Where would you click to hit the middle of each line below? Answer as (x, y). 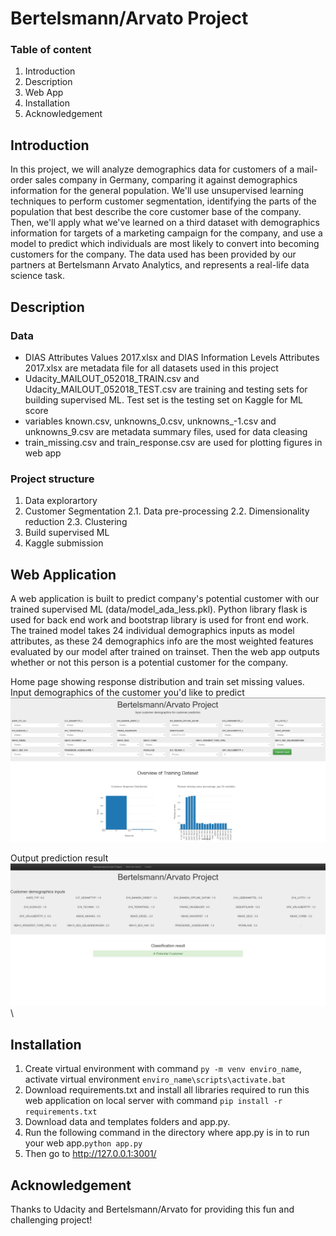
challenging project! (51, 1219)
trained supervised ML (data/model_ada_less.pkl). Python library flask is (159, 609)
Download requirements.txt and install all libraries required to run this (167, 1090)
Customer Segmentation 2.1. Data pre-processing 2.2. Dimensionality (167, 511)
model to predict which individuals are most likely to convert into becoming (165, 244)
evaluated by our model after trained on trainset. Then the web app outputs (165, 652)
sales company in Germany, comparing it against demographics (166, 180)
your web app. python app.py (83, 1143)
